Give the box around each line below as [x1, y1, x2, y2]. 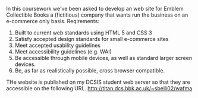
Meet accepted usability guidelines [14, 42, 101, 49]
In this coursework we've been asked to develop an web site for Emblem [6, 5, 184, 12]
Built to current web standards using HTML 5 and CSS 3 [14, 29, 153, 36]
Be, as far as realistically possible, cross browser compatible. [14, 67, 165, 74]
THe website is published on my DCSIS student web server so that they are [6, 78, 190, 86]
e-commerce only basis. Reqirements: [6, 18, 100, 24]
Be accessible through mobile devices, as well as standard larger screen [14, 55, 192, 61]
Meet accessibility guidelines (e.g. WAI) [14, 48, 112, 55]
